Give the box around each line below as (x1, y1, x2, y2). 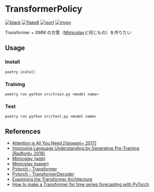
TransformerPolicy (5, 3, 83, 15)
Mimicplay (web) (12, 156, 46, 161)
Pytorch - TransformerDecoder (12, 171, 74, 177)
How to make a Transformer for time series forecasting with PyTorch (12, 181, 149, 188)
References (5, 127, 41, 136)
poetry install (5, 70, 36, 74)
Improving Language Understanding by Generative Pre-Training (12, 145, 139, 151)
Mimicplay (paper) (12, 161, 49, 167)
